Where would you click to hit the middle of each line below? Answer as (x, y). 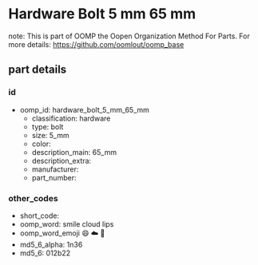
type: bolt (48, 127)
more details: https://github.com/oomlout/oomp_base (96, 44)
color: (42, 144)
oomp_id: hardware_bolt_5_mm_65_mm (85, 109)
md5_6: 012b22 (45, 253)
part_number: (54, 177)
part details (38, 70)
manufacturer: (55, 169)
